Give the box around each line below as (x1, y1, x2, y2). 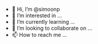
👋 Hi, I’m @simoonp (11, 6, 61, 12)
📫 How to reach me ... (11, 32, 67, 38)
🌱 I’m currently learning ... (11, 18, 75, 25)
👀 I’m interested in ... (11, 12, 62, 19)
